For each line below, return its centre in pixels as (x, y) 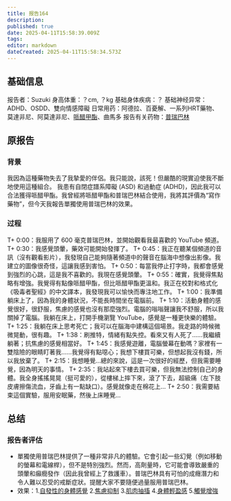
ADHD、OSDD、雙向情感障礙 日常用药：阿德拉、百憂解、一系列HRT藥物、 (113, 108)
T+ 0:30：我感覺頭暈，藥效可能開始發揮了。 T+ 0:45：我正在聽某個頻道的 (111, 248)
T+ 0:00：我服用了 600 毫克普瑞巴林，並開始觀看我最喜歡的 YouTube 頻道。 (115, 240)
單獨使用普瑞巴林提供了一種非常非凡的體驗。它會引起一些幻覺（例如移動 (119, 456)
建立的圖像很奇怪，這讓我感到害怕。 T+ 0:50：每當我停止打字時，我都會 (109, 265)
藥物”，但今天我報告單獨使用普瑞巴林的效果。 (72, 204)
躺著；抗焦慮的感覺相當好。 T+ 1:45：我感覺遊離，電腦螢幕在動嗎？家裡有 (112, 343)
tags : (15, 39)
